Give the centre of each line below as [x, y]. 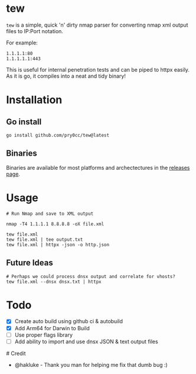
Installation [34, 100]
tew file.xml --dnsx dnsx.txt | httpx [54, 282]
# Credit [16, 353]
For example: [22, 43]
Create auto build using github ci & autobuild [68, 321]
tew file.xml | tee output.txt [45, 239]
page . [13, 174]
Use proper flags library [43, 335]
